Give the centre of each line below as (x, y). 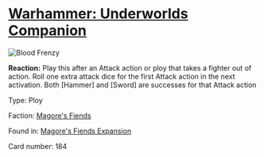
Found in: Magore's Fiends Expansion (70, 131)
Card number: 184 (38, 146)
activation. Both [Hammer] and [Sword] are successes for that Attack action (132, 85)
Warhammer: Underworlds (98, 14)
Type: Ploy (26, 100)
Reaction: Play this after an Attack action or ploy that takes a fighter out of (130, 67)
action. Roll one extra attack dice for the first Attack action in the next (122, 76)
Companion (48, 31)
